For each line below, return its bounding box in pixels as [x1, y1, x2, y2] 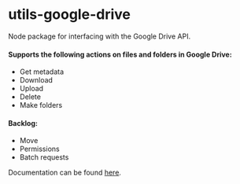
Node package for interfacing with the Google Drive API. [8, 31, 191, 41]
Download [19, 75, 54, 85]
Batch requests [19, 153, 69, 162]
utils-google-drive [8, 6, 131, 24]
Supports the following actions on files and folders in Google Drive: [8, 50, 232, 59]
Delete [19, 92, 42, 101]
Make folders [19, 101, 63, 110]
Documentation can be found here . [8, 167, 122, 178]
